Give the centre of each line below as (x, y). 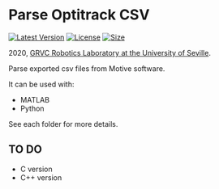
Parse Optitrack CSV (79, 15)
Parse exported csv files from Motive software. (87, 68)
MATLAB (35, 99)
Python (32, 108)
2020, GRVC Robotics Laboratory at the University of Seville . (109, 52)
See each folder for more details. (63, 124)
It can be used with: (41, 84)
